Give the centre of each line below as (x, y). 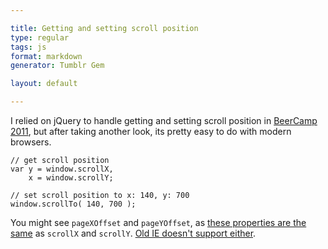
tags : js (28, 47)
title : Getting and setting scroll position (104, 28)
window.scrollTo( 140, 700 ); (73, 204)
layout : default (44, 84)
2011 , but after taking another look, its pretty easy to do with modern (151, 131)
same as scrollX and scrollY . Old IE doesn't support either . (133, 233)
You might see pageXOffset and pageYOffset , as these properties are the (158, 222)
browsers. (31, 142)
